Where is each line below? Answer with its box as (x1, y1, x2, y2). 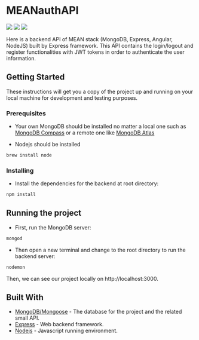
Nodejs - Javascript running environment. (14, 327, 118, 335)
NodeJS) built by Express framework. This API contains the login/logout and (6, 42, 194, 49)
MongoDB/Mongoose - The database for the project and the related (14, 308, 182, 316)
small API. (14, 314, 40, 321)
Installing (6, 166, 34, 174)
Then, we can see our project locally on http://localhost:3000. (6, 275, 158, 282)
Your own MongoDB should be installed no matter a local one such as (14, 123, 186, 130)
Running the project (6, 208, 82, 218)
